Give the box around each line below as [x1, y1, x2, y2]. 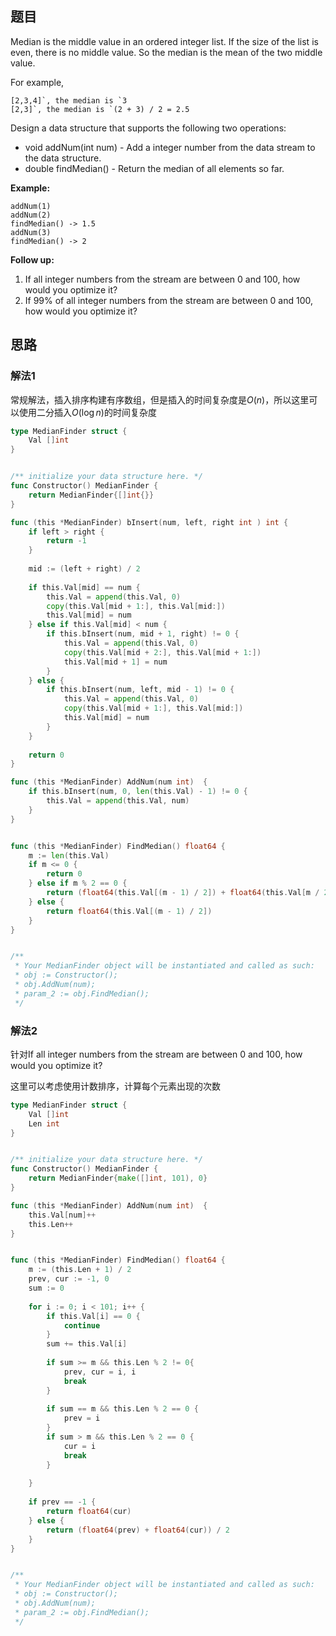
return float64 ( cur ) [46, 1507, 132, 1517]
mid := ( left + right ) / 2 [28, 564, 141, 574]
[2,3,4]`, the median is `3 [10, 95, 128, 106]
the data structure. [24, 152, 102, 164]
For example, [10, 76, 65, 88]
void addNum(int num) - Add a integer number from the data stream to [24, 141, 316, 153]
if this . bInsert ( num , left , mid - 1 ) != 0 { [46, 685, 235, 695]
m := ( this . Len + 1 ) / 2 [28, 1265, 132, 1275]
